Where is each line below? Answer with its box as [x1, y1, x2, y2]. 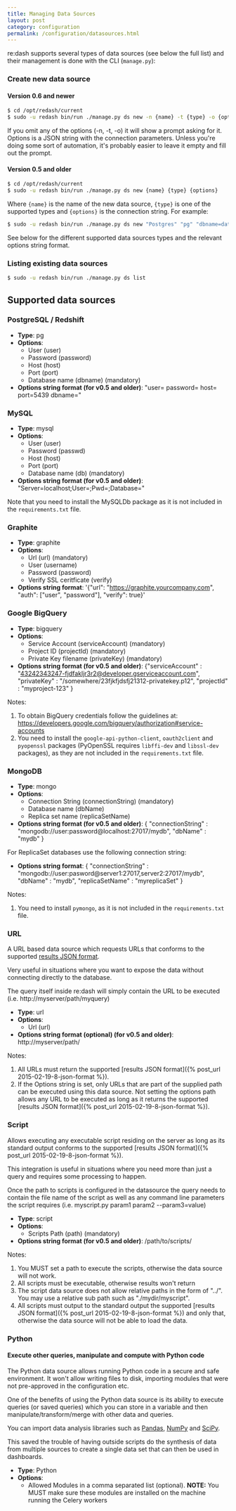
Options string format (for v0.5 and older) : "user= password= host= [17, 383, 218, 391]
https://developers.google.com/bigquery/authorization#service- [17, 718, 204, 727]
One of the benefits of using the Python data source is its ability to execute [7, 1395, 224, 1403]
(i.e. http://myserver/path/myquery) [7, 994, 110, 1003]
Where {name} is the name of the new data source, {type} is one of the [7, 200, 211, 208]
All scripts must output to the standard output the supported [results [17, 1301, 216, 1309]
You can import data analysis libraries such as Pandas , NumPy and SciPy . [7, 1424, 221, 1432]
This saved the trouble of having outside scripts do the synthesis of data [7, 1437, 217, 1446]
